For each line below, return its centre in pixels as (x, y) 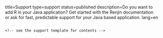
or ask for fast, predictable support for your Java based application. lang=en (82, 17)
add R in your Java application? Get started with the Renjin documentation (79, 12)
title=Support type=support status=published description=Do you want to (79, 7)
